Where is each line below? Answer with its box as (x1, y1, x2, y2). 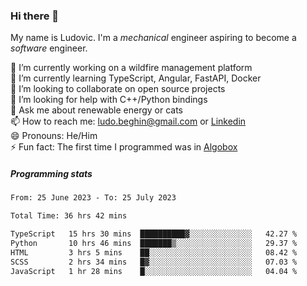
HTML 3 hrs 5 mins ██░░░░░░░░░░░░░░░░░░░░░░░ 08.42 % (10, 247, 298, 258)
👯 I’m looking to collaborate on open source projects (10, 83, 226, 95)
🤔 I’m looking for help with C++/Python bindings (10, 94, 208, 106)
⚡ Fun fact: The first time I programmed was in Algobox (10, 141, 238, 153)
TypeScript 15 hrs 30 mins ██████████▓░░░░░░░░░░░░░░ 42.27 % (10, 229, 298, 239)
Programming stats (10, 167, 93, 179)
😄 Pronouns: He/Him (10, 130, 98, 142)
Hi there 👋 (10, 9, 60, 23)
